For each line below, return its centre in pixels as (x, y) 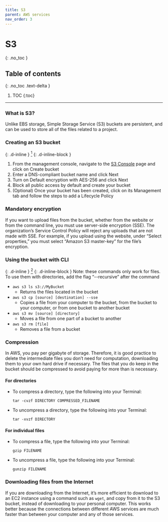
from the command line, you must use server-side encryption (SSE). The (80, 225)
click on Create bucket (35, 169)
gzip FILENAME (27, 451)
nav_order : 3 (19, 19)
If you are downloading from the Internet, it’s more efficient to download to (82, 493)
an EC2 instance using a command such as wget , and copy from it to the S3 (83, 498)
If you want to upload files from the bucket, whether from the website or (79, 220)
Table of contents (33, 74)
